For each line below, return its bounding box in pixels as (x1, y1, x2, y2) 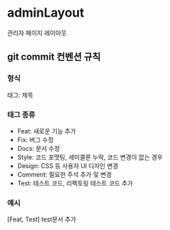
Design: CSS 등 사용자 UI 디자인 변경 (17, 161, 119, 170)
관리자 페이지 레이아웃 (7, 28, 67, 37)
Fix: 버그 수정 (17, 135, 54, 144)
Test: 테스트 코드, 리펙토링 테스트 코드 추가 (17, 179, 133, 187)
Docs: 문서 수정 (17, 144, 60, 152)
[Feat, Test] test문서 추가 (7, 215, 76, 224)
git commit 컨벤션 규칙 (7, 51, 101, 63)
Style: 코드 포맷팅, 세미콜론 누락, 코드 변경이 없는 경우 (17, 153, 163, 161)
